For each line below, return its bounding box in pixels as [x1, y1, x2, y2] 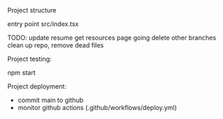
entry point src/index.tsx [7, 20, 80, 28]
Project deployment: [7, 82, 67, 91]
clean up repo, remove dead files [7, 41, 104, 49]
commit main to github [17, 96, 84, 104]
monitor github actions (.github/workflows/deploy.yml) [17, 103, 178, 112]
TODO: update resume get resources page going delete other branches [7, 33, 217, 42]
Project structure [7, 6, 57, 14]
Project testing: [7, 55, 52, 63]
